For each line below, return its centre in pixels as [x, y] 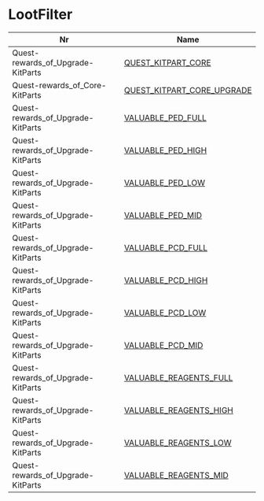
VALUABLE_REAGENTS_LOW [178, 443]
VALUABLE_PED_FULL [165, 117]
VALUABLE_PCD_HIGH [166, 280]
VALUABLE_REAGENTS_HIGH [178, 410]
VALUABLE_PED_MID [163, 215]
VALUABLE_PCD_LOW [165, 313]
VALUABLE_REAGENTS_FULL [178, 377]
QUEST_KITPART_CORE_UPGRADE [188, 90]
